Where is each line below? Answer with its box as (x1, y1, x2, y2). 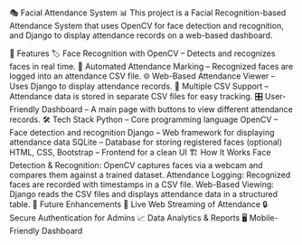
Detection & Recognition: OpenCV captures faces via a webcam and (9, 160, 264, 170)
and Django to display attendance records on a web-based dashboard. (9, 30, 273, 41)
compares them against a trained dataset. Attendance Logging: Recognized (9, 170, 291, 180)
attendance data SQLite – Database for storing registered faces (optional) (9, 137, 283, 147)
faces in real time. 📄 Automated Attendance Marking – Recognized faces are (9, 61, 294, 71)
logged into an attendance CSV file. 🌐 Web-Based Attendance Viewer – (9, 71, 276, 81)
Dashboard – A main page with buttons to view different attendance (41, 104, 294, 115)
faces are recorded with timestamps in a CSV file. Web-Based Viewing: (9, 179, 274, 190)
